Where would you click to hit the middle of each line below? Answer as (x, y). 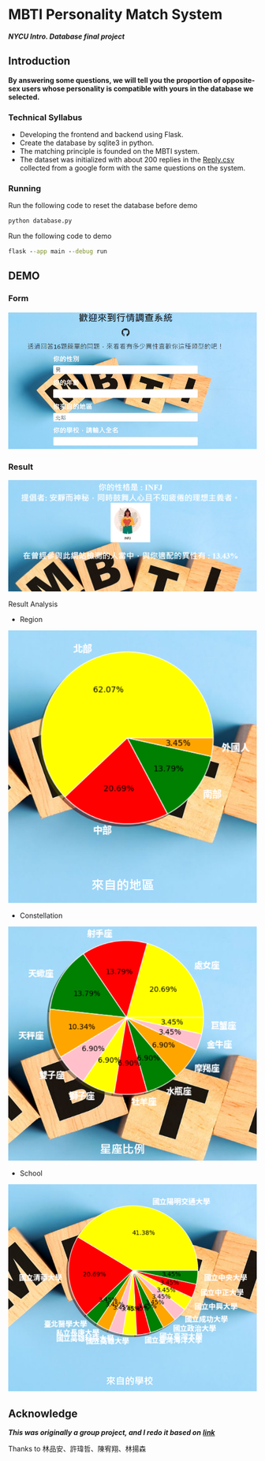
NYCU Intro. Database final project (66, 36)
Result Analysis (33, 604)
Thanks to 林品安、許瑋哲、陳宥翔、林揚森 (77, 1449)
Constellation (41, 915)
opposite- (239, 80)
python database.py (40, 221)
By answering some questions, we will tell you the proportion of (114, 80)
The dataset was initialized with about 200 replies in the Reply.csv (127, 160)
